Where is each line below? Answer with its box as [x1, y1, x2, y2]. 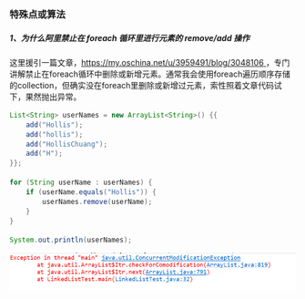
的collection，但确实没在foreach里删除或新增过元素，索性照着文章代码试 [9, 79, 282, 90]
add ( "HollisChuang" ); [25, 139, 107, 149]
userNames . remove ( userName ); [42, 197, 153, 206]
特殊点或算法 [9, 7, 66, 20]
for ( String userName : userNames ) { [9, 178, 153, 188]
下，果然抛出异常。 [9, 91, 82, 102]
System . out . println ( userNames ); [9, 235, 132, 245]
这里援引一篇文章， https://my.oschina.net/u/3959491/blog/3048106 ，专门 [9, 57, 290, 67]
